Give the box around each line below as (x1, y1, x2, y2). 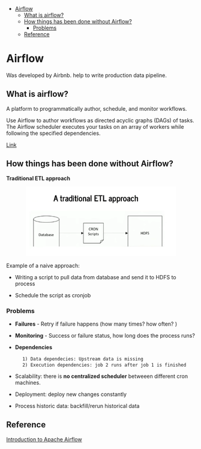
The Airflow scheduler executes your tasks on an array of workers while (6, 123, 184, 130)
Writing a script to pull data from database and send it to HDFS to (14, 273, 176, 280)
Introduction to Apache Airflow (6, 436, 82, 443)
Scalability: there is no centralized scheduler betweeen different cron (14, 373, 188, 380)
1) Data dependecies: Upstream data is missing (22, 356, 144, 362)
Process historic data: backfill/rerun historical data (14, 402, 140, 409)
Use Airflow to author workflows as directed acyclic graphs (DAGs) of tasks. (6, 117, 194, 124)
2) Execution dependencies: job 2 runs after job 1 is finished (22, 362, 187, 368)
